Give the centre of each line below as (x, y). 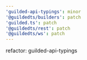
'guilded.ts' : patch (31, 23)
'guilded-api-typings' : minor (43, 12)
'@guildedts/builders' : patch (43, 17)
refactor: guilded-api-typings (41, 50)
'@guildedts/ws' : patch (35, 34)
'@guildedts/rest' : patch (38, 28)
